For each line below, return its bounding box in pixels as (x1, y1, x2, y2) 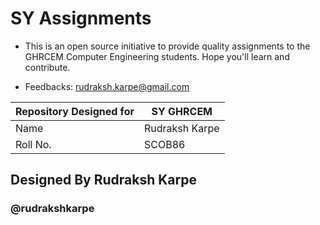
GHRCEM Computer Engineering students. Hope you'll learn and (24, 50, 290, 62)
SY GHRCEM (151, 104, 213, 118)
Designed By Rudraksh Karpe (10, 172, 197, 189)
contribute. (24, 61, 71, 73)
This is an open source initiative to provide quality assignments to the (24, 40, 311, 52)
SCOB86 (143, 137, 186, 151)
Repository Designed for (15, 104, 135, 118)
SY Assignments (10, 7, 152, 30)
